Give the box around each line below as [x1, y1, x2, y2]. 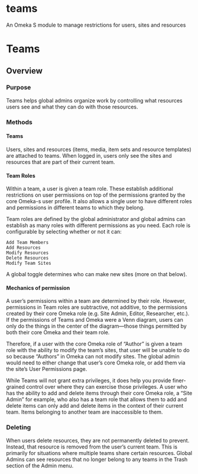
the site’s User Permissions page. [6, 366, 87, 373]
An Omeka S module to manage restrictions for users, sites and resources [6, 21, 186, 28]
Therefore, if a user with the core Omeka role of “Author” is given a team [6, 340, 183, 348]
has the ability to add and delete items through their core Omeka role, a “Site [6, 390, 193, 397]
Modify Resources [6, 250, 49, 256]
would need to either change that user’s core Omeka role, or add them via [6, 359, 186, 366]
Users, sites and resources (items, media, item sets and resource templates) [6, 146, 192, 153]
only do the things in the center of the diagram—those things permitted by [6, 322, 187, 330]
